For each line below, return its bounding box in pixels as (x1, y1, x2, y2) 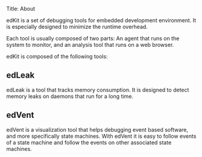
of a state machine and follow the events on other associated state (6, 138, 172, 146)
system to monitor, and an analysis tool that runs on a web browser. (6, 42, 174, 48)
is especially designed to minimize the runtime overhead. (6, 23, 148, 30)
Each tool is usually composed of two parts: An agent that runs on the (6, 35, 180, 42)
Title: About (6, 5, 36, 12)
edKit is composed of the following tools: (6, 53, 108, 60)
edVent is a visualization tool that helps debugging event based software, (6, 126, 189, 133)
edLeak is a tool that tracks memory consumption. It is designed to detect (6, 86, 189, 93)
